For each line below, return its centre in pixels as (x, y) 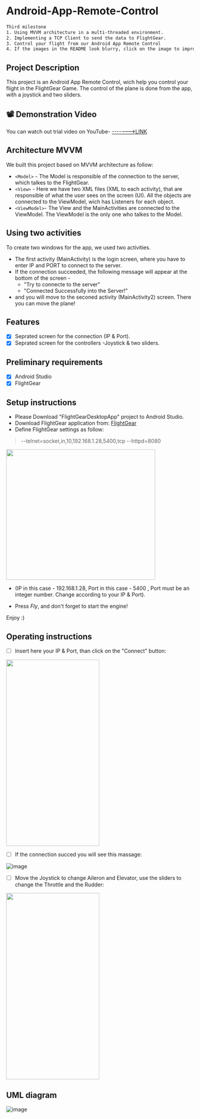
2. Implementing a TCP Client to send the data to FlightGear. (86, 38)
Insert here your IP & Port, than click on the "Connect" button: (90, 651)
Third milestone (26, 27)
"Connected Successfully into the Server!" (76, 290)
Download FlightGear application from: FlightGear (76, 423)
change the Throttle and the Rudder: (59, 885)
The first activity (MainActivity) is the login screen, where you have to (100, 259)
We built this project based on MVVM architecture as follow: (80, 165)
